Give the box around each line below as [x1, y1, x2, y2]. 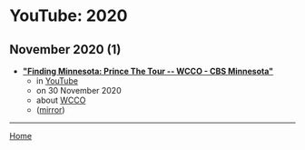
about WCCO [35, 95, 86, 105]
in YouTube [35, 75, 79, 86]
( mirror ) [35, 105, 65, 115]
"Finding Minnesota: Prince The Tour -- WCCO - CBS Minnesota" [22, 65, 274, 76]
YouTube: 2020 [9, 5, 128, 26]
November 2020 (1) [9, 42, 122, 57]
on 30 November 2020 [35, 85, 122, 95]
